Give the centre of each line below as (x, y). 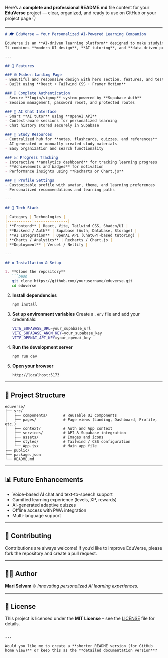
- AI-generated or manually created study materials (61, 144)
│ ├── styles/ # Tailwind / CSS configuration (68, 442)
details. (13, 624)
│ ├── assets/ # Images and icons (54, 437)
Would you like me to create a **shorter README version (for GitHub (79, 646)
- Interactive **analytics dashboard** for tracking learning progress (81, 162)
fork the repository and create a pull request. (51, 553)
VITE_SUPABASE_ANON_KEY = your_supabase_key (57, 333)
